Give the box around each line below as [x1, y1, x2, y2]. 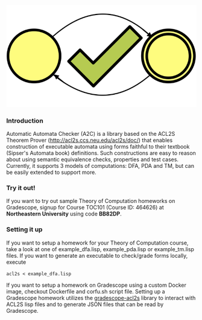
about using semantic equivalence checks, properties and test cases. [6, 156, 179, 163]
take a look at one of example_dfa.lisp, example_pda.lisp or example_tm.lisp [6, 245, 195, 252]
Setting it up [6, 225, 43, 234]
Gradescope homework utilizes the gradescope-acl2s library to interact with [6, 294, 196, 301]
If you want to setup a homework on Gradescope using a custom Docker [6, 281, 187, 289]
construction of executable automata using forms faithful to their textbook [6, 142, 190, 150]
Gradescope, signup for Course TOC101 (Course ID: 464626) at [6, 204, 164, 211]
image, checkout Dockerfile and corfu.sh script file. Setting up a [6, 287, 165, 295]
